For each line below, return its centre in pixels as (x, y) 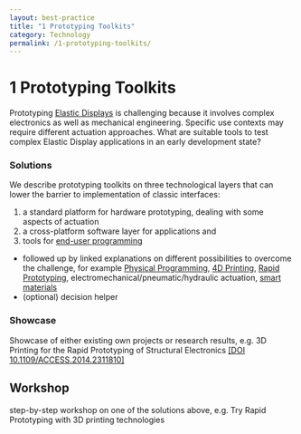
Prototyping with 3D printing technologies (87, 420)
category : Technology (50, 34)
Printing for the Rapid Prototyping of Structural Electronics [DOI (127, 350)
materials (39, 287)
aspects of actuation (61, 222)
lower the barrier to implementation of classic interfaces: (115, 195)
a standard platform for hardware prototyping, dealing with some (143, 212)
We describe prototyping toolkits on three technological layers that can (141, 185)
